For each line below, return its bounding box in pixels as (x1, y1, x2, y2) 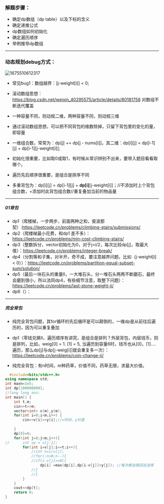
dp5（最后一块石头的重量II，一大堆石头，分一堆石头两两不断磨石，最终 (12, 271, 155, 277)
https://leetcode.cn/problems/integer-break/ (22, 248, 112, 253)
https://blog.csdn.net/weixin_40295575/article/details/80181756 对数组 (12, 97, 155, 102)
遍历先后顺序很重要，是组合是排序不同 (12, 172, 89, 177)
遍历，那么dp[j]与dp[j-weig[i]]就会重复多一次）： (12, 347, 109, 353)
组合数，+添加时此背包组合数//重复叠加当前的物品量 (12, 188, 117, 194)
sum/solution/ (12, 265, 40, 271)
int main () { (5, 395, 32, 400)
